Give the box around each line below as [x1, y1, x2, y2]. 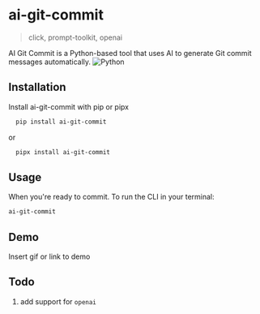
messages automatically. [8, 57, 92, 67]
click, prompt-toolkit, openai [28, 32, 123, 42]
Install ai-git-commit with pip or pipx [8, 101, 130, 111]
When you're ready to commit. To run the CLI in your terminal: [8, 192, 215, 202]
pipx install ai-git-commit [15, 148, 111, 156]
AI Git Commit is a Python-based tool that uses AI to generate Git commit [8, 48, 253, 58]
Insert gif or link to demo [8, 252, 91, 261]
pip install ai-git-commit [15, 118, 107, 126]
